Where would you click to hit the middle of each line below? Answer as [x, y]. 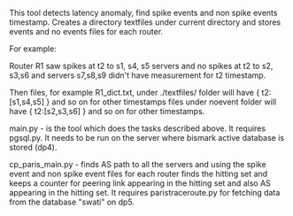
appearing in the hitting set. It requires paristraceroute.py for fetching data [145, 193]
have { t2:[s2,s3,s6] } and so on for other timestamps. [107, 111]
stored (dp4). [33, 147]
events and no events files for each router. [86, 31]
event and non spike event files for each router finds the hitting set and [139, 174]
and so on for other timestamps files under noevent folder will [164, 102]
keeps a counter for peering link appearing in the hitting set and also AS [140, 183]
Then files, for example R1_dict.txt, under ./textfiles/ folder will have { [135, 93]
